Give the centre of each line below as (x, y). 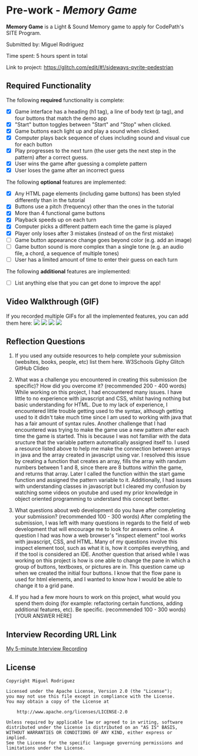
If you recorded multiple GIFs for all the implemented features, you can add (97, 316)
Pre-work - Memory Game (72, 10)
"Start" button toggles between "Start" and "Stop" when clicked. (93, 124)
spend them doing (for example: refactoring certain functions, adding (99, 604)
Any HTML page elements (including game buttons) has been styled (98, 194)
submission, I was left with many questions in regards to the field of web (102, 523)
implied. (17, 738)
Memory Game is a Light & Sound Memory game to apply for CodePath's (95, 27)
